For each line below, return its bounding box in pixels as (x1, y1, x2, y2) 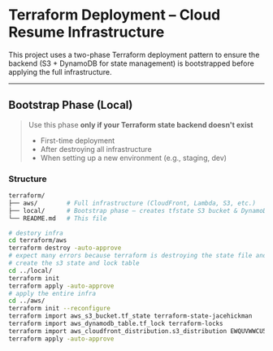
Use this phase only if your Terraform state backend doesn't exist (28, 119, 253, 129)
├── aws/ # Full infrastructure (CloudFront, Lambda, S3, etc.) (8, 199, 256, 207)
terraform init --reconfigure (8, 305, 111, 313)
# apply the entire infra (8, 289, 96, 297)
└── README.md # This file (8, 214, 107, 223)
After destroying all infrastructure (40, 144, 152, 154)
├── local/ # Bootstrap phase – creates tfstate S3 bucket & (8, 206, 238, 214)
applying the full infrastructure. (8, 67, 112, 76)
